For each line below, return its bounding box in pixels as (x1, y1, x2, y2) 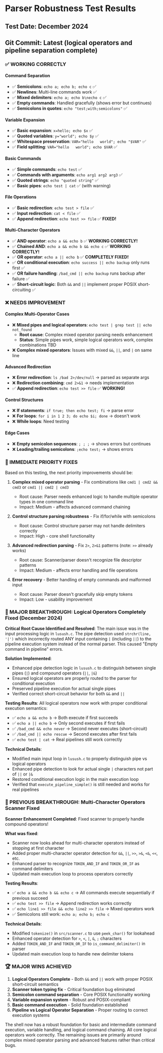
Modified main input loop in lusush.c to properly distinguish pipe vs (12, 756, 147, 762)
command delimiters (12, 866, 53, 872)
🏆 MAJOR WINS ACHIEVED (5, 963, 72, 970)
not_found (12, 328, 33, 332)
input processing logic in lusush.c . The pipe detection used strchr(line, (5, 631, 151, 637)
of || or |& (12, 771, 33, 777)
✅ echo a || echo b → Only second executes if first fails (12, 720, 125, 726)
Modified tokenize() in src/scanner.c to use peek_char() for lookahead (12, 930, 155, 936)
